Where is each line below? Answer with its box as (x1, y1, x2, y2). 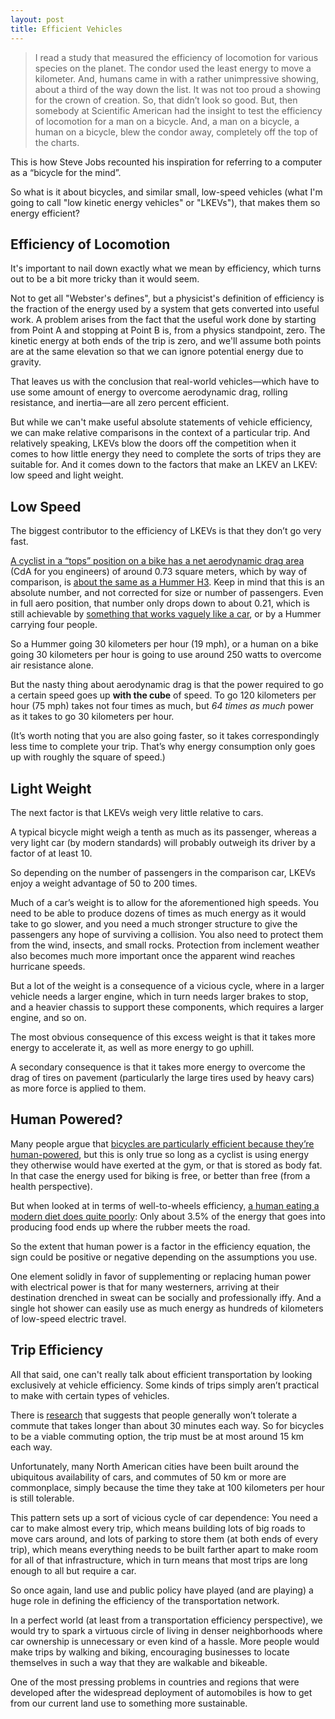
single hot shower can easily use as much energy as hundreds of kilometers (10, 1302, 324, 1314)
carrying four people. (10, 619, 98, 631)
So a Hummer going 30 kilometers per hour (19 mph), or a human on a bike (10, 638, 319, 650)
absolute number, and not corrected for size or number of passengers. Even (10, 587, 324, 599)
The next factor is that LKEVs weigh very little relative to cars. (10, 806, 264, 818)
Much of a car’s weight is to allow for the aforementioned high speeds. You (10, 896, 320, 908)
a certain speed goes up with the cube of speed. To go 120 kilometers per (10, 689, 317, 701)
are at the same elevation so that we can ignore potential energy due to (10, 346, 304, 358)
